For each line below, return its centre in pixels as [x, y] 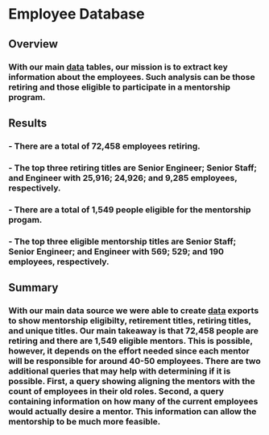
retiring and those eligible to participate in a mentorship [120, 87]
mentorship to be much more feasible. [85, 421]
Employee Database [77, 14]
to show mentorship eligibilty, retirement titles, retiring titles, [130, 320]
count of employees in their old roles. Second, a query [116, 391]
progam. [25, 220]
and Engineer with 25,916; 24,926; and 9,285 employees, [123, 178]
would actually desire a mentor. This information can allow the [132, 411]
